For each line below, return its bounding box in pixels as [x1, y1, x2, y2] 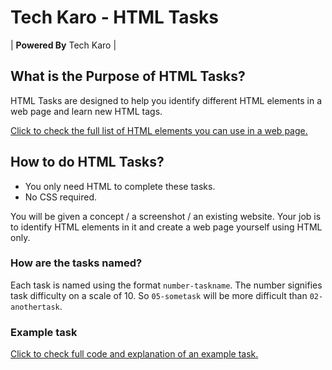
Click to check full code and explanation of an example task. [10, 348, 259, 360]
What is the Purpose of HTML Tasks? [10, 68, 246, 85]
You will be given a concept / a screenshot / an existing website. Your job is [10, 210, 322, 222]
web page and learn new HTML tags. [10, 105, 163, 117]
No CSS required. [24, 191, 98, 203]
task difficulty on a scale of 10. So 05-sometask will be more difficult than [10, 289, 308, 301]
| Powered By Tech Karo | [10, 39, 117, 51]
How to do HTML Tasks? [10, 154, 165, 171]
